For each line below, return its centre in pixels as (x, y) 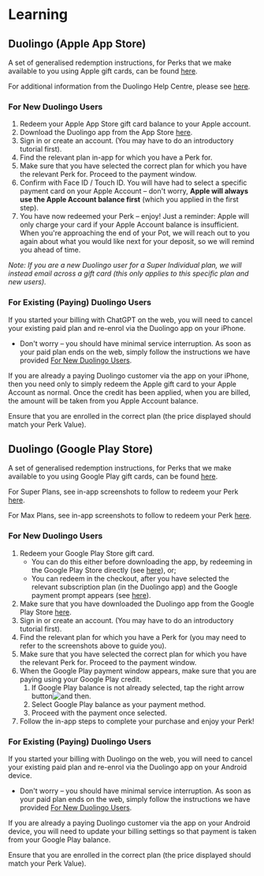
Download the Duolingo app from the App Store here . (106, 133)
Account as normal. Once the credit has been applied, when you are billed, (129, 392)
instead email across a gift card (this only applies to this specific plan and (129, 273)
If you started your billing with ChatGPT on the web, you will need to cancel (130, 320)
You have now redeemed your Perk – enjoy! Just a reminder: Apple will (134, 216)
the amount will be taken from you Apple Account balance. (103, 400)
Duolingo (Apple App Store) (77, 44)
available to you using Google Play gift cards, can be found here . (113, 476)
